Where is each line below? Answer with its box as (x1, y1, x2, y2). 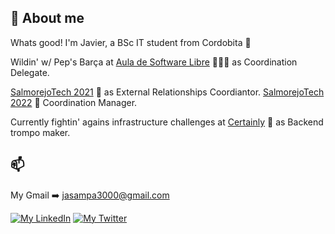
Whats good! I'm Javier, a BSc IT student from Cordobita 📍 (10, 36, 252, 48)
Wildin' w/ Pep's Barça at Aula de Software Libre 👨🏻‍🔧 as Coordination (10, 56, 298, 68)
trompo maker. (10, 126, 71, 138)
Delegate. (10, 66, 50, 78)
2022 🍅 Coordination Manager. (10, 96, 138, 108)
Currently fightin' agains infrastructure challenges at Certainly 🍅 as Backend (10, 116, 324, 128)
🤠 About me (10, 10, 85, 27)
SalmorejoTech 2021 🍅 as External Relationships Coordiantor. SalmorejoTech (10, 86, 325, 98)
